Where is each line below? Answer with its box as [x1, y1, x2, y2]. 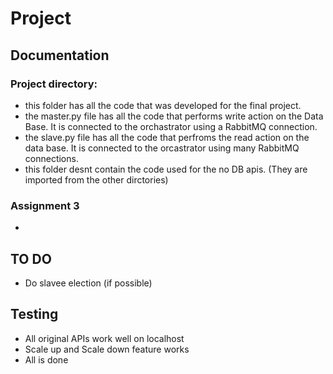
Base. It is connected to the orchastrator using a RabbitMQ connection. [24, 120, 318, 132]
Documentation [10, 47, 110, 64]
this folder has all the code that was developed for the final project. [24, 99, 302, 111]
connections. [24, 152, 79, 164]
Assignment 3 [10, 198, 80, 212]
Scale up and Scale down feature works [24, 343, 190, 355]
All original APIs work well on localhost [24, 332, 185, 344]
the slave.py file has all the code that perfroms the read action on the [24, 131, 310, 143]
